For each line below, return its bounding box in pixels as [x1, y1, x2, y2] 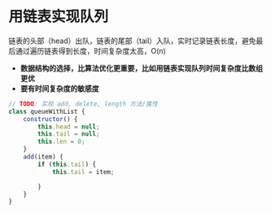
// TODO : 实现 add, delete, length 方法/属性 [8, 99, 159, 108]
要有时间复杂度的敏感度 [20, 83, 99, 93]
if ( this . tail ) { [37, 160, 96, 168]
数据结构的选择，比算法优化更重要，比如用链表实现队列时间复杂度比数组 [20, 63, 263, 73]
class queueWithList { [8, 107, 85, 115]
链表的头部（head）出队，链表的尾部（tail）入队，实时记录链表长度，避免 [8, 36, 256, 46]
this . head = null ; [37, 123, 100, 131]
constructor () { [23, 115, 79, 123]
